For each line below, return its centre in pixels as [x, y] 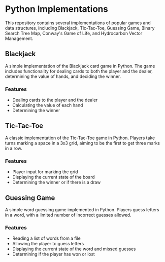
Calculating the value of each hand [48, 105]
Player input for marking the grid [45, 172]
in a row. [14, 148]
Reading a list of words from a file [46, 238]
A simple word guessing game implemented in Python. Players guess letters [82, 209]
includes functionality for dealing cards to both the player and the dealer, [79, 71]
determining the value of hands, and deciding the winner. [63, 76]
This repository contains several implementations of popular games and [78, 23]
